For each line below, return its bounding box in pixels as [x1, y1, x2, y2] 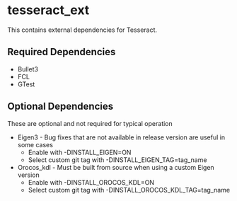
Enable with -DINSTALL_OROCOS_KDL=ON [28, 178, 154, 186]
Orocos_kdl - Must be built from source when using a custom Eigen [17, 163, 214, 171]
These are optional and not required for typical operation [7, 119, 173, 127]
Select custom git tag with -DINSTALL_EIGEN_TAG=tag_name [28, 155, 207, 164]
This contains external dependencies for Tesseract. [7, 25, 158, 34]
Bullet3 [17, 64, 39, 73]
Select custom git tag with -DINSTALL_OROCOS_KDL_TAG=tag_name [28, 185, 231, 194]
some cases [17, 140, 53, 149]
